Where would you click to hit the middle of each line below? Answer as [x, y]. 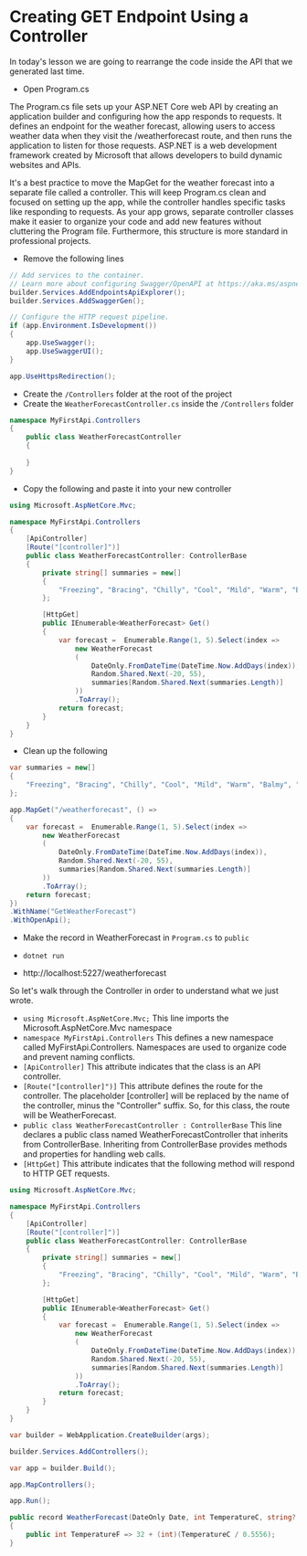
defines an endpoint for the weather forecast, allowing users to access [143, 126]
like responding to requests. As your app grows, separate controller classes [152, 211]
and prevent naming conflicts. [79, 1057]
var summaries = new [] [53, 768]
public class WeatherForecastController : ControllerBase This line [152, 1125]
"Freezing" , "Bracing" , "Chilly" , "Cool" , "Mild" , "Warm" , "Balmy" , [159, 785]
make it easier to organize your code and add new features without [136, 221]
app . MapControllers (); [53, 1485]
